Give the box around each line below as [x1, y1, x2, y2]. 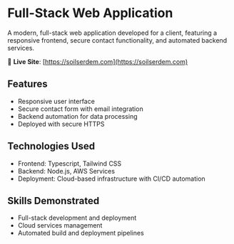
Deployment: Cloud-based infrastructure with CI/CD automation [17, 174, 205, 183]
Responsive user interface [17, 97, 95, 105]
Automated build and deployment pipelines [17, 229, 144, 238]
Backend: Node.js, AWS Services [17, 166, 116, 175]
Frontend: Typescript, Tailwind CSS [17, 159, 122, 168]
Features [7, 78, 48, 90]
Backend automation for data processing [17, 112, 138, 120]
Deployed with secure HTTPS [17, 120, 105, 128]
